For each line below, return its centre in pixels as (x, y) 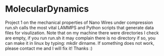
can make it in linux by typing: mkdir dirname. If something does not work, (80, 43)
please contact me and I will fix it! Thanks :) (49, 48)
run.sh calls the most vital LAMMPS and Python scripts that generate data (80, 27)
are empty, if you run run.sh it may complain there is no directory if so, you (80, 38)
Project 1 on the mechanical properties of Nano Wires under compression (79, 22)
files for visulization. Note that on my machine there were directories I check (82, 33)
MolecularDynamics (47, 9)
